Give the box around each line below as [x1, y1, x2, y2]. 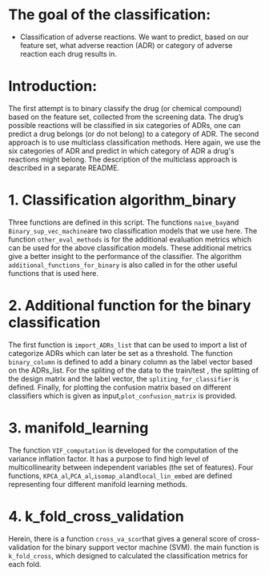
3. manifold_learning [8, 418, 149, 437]
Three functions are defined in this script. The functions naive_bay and [8, 218, 239, 227]
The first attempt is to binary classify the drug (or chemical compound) [8, 103, 243, 113]
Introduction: [8, 78, 98, 95]
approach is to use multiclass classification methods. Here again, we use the [8, 138, 261, 147]
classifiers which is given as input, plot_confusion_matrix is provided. [8, 390, 238, 401]
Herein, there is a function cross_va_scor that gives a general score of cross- [8, 533, 260, 543]
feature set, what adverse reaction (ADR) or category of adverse [19, 40, 233, 50]
